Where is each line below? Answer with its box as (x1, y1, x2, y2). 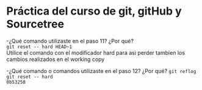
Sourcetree (6, 17, 65, 31)
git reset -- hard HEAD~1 (6, 44, 72, 50)
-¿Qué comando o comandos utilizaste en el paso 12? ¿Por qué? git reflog (6, 67, 197, 74)
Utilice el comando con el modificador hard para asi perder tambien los (6, 49, 185, 56)
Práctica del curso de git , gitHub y (6, 4, 182, 18)
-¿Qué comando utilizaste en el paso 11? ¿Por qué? (6, 37, 134, 44)
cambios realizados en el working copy (6, 55, 105, 63)
